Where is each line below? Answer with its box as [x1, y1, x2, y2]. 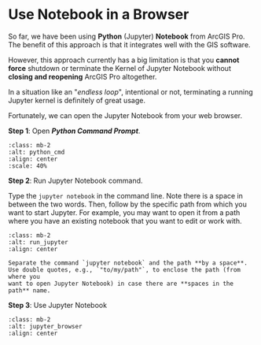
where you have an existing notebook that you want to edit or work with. [8, 216, 242, 225]
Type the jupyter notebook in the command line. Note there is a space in [8, 191, 244, 200]
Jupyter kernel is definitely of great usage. [8, 95, 145, 105]
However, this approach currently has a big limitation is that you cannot [8, 55, 240, 65]
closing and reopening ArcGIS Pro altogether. [8, 72, 157, 81]
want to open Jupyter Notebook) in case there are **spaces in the [8, 280, 234, 287]
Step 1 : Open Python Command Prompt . [8, 126, 141, 135]
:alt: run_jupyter [8, 238, 68, 246]
